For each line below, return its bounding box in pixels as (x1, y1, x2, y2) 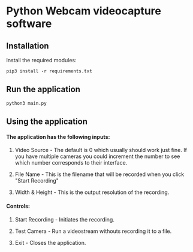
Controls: (6, 202, 31, 210)
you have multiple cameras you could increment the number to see (14, 153, 180, 160)
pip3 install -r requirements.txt (6, 68, 93, 74)
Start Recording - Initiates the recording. (14, 215, 115, 223)
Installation (6, 41, 49, 51)
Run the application (6, 84, 81, 95)
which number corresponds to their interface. (14, 159, 128, 166)
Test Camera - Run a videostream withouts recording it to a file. (14, 227, 172, 235)
